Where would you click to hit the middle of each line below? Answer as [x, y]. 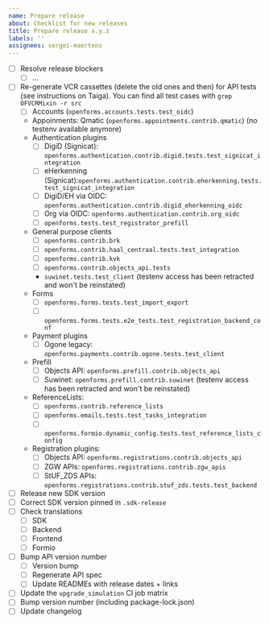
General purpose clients [72, 231]
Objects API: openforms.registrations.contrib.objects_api [143, 457]
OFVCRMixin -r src [51, 104]
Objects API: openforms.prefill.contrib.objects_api [132, 370]
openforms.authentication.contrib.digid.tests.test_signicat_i [152, 156]
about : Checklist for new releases [68, 23]
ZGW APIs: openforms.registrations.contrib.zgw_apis [135, 466]
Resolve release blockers [62, 68]
